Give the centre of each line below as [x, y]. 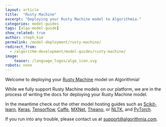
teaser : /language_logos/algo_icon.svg [56, 61]
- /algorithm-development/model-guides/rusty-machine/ [68, 51]
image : [12, 56]
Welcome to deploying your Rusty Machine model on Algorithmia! [72, 80]
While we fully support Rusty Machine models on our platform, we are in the [83, 89]
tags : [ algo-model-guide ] [32, 28]
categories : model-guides [32, 24]
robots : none [19, 65]
